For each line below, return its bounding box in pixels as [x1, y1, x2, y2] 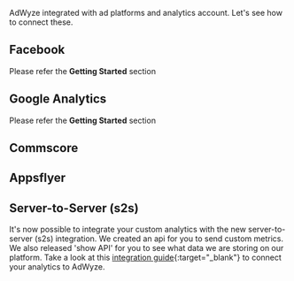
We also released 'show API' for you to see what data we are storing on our [9, 243, 284, 254]
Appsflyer [9, 171, 66, 186]
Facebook [9, 42, 66, 57]
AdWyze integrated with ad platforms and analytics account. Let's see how [9, 8, 283, 18]
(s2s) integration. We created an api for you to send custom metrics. [35, 233, 284, 244]
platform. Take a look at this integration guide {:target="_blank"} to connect [9, 252, 282, 263]
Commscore [9, 140, 79, 156]
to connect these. [9, 17, 73, 27]
